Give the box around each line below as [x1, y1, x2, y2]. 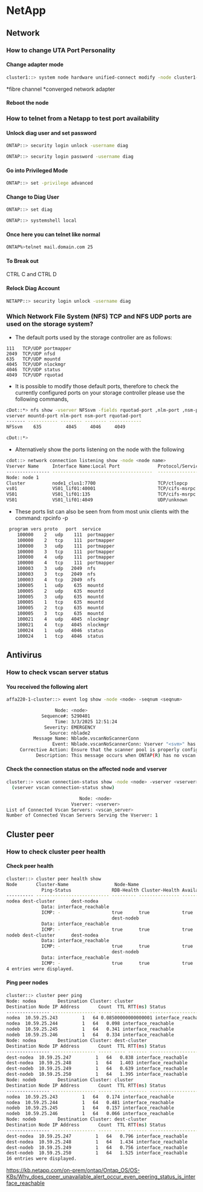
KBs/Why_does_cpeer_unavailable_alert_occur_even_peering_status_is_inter [6, 1173, 196, 1180]
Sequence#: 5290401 [41, 713, 91, 719]
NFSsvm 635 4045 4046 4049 [6, 424, 126, 430]
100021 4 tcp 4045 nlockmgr [17, 621, 110, 627]
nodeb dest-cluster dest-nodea [6, 932, 98, 938]
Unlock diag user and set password [6, 129, 97, 136]
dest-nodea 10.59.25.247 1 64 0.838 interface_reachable [6, 1055, 188, 1061]
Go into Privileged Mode [6, 167, 68, 174]
